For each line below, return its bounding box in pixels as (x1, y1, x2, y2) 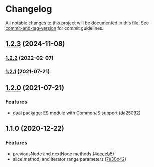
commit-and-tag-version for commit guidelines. (5, 25, 104, 31)
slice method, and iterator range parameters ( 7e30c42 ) (12, 156, 127, 162)
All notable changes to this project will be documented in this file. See (5, 20, 149, 26)
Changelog (5, 3, 52, 15)
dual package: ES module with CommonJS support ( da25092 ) (12, 110, 141, 116)
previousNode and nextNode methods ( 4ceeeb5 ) (12, 151, 114, 157)
